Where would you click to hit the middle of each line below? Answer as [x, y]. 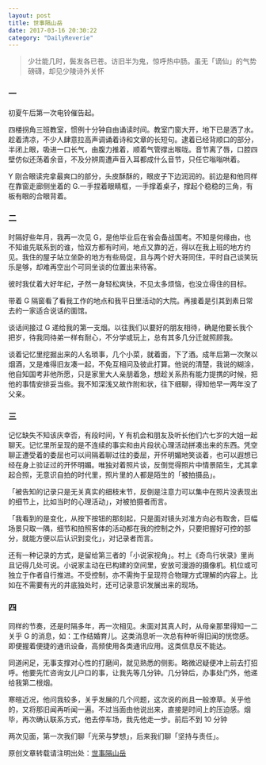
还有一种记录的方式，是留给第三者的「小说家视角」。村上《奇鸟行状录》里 [128, 555]
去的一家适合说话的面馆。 [50, 310]
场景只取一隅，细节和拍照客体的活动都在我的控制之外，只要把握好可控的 [126, 529]
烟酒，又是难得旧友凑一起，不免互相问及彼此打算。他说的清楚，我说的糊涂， [133, 364]
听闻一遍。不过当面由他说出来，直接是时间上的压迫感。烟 [157, 709]
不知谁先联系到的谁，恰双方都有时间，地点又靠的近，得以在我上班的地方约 [129, 247]
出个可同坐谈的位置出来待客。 [112, 267]
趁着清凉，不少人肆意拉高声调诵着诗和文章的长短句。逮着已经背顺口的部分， [133, 139]
